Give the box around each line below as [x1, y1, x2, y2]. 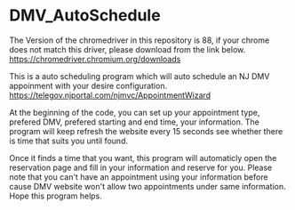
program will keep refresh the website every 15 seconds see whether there [9, 125, 283, 136]
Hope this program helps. [9, 190, 102, 201]
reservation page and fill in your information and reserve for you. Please [9, 162, 273, 173]
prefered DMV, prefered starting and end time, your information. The [9, 117, 259, 127]
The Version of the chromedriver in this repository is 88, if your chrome [9, 35, 270, 45]
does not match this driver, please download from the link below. [9, 44, 246, 54]
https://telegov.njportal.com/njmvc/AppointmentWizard [9, 90, 211, 101]
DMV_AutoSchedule [9, 5, 162, 26]
